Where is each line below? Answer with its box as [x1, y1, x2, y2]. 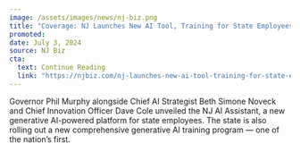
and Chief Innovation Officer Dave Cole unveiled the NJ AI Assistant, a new [9, 105, 286, 116]
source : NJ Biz [9, 46, 66, 55]
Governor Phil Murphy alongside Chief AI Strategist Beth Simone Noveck [9, 96, 277, 106]
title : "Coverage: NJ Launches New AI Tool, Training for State [9, 21, 254, 30]
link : [17, 72, 38, 80]
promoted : [9, 30, 46, 38]
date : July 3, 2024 [9, 38, 82, 47]
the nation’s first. [9, 133, 71, 144]
